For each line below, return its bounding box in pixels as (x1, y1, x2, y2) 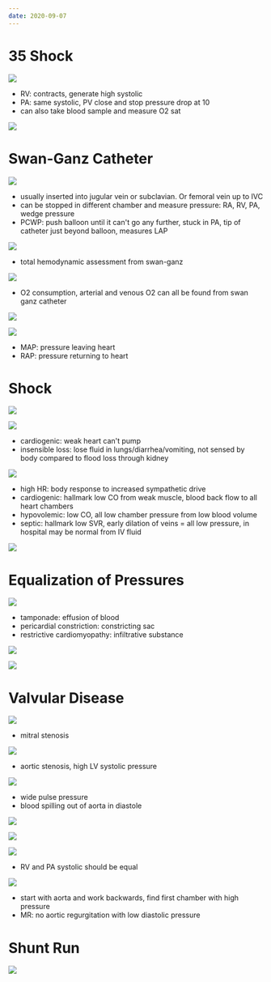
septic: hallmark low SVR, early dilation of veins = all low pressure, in (19, 519, 249, 529)
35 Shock (8, 46, 74, 65)
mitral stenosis (19, 730, 70, 741)
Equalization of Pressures (8, 571, 184, 589)
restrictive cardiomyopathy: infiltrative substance (19, 630, 184, 640)
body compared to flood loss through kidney (19, 453, 169, 463)
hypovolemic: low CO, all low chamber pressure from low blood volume (19, 510, 257, 520)
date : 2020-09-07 (8, 11, 67, 20)
